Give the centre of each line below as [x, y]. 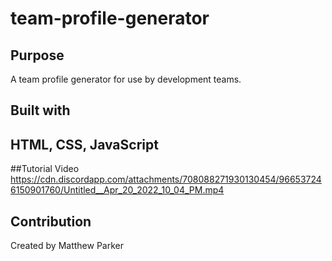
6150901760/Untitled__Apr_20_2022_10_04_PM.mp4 [117, 190]
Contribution [51, 221]
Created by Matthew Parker [67, 246]
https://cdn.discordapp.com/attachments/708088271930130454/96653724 [166, 179]
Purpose [37, 55]
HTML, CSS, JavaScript [84, 144]
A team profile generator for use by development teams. [126, 79]
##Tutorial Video [45, 169]
